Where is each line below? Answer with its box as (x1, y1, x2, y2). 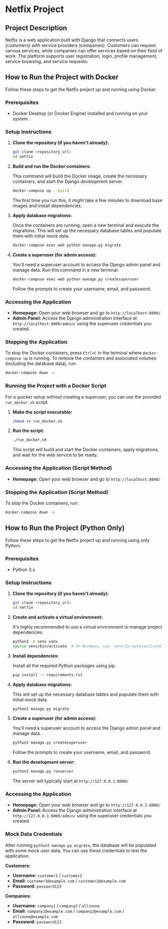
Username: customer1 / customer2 (12, 872, 82, 878)
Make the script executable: (12, 409, 73, 415)
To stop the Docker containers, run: (5, 500, 79, 506)
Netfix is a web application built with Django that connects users (5, 37, 138, 43)
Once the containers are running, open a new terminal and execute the (12, 222, 159, 228)
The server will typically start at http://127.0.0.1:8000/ (12, 778, 129, 784)
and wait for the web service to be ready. (12, 452, 98, 458)
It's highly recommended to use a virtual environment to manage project (12, 624, 162, 630)
